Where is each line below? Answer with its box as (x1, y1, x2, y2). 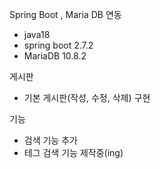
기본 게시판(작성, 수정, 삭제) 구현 (23, 92, 151, 103)
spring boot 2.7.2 (23, 39, 94, 51)
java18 (23, 29, 51, 40)
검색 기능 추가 (23, 134, 78, 146)
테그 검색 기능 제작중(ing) (23, 147, 124, 158)
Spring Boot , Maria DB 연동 (9, 9, 122, 20)
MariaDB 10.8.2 (23, 50, 87, 62)
